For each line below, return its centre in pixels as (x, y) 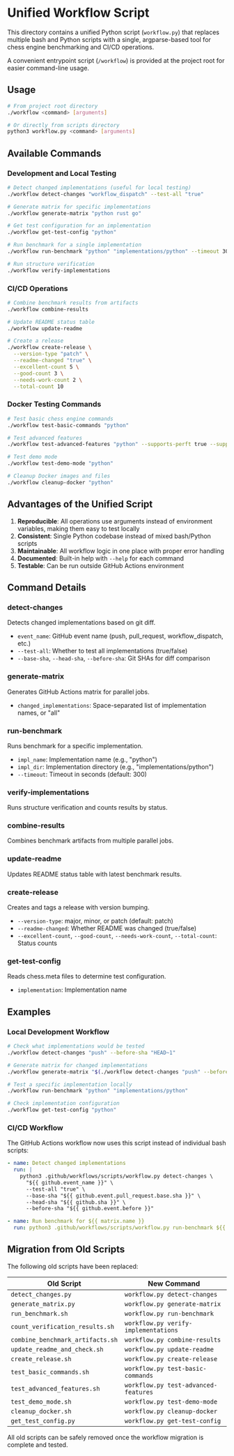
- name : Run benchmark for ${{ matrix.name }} (76, 1221)
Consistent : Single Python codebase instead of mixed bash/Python (114, 536)
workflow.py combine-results (173, 1339)
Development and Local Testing (62, 173)
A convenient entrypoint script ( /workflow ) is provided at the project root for (116, 60)
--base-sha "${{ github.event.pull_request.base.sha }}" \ (113, 1196)
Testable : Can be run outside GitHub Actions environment (101, 565)
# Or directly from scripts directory (63, 125)
